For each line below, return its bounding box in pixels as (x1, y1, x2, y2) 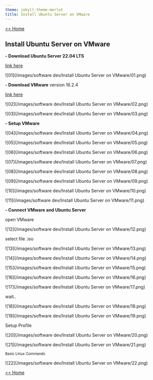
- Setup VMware (5, 120, 40, 127)
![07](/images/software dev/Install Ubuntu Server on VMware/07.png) (5, 159, 148, 165)
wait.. (5, 294, 16, 300)
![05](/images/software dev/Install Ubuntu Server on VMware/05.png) (5, 140, 148, 146)
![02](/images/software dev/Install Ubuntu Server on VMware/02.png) (5, 101, 148, 107)
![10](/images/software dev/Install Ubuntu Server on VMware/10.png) (5, 188, 147, 194)
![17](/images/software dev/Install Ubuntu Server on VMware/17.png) (5, 284, 146, 290)
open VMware (5, 217, 34, 223)
